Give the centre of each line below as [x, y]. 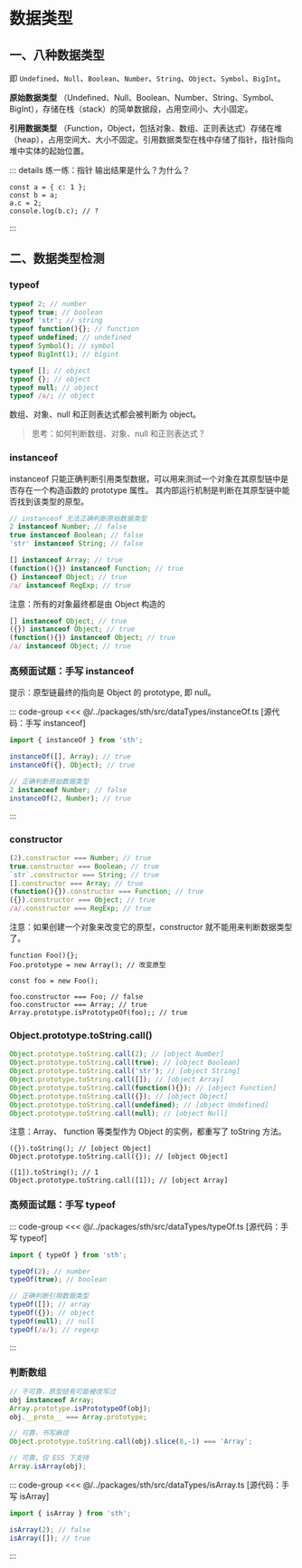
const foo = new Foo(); [54, 981]
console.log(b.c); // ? [54, 211]
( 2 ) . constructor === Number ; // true [80, 857]
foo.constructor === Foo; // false [76, 997]
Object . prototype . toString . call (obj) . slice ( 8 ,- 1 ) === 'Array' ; [131, 1442]
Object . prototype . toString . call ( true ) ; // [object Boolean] [125, 1063]
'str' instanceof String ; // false [76, 544]
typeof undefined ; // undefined [70, 338]
